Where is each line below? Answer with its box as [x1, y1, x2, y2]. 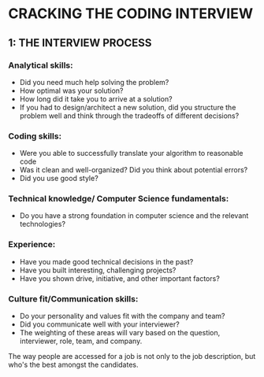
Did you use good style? [19, 174, 99, 183]
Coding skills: [8, 131, 61, 142]
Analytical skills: [8, 60, 73, 71]
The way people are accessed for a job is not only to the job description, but [8, 352, 256, 361]
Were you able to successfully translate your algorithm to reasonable [19, 149, 244, 158]
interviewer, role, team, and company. [19, 336, 143, 346]
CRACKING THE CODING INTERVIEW [8, 5, 254, 23]
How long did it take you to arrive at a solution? [19, 94, 173, 103]
